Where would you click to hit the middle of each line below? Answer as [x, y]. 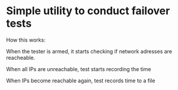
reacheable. [21, 57]
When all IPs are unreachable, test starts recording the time [79, 69]
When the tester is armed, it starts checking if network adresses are [89, 51]
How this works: [26, 40]
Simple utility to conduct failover [88, 11]
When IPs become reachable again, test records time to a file [81, 81]
